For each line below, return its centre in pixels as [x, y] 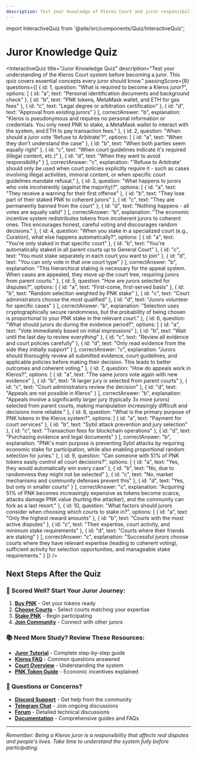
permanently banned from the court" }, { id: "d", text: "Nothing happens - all [98, 206]
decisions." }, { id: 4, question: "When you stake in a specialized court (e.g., [97, 230]
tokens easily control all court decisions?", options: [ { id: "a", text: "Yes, [93, 461]
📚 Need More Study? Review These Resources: [75, 638]
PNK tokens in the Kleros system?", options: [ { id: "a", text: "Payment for [94, 418]
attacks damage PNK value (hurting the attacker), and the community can [95, 499]
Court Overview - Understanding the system [69, 665]
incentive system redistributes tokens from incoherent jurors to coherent [94, 218]
